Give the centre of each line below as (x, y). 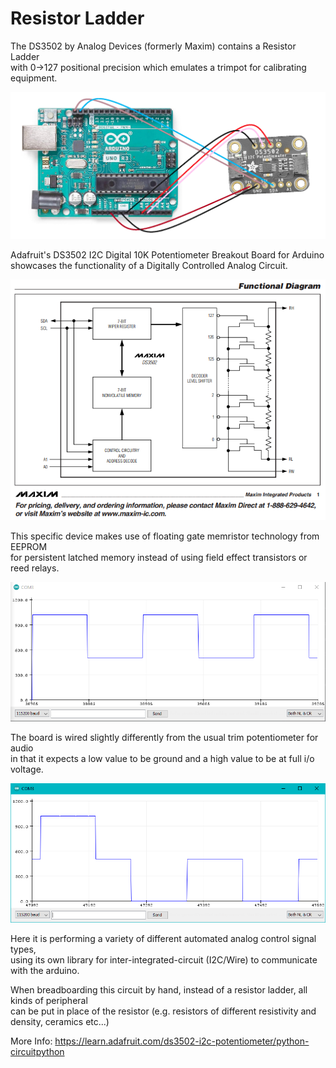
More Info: (31, 1041)
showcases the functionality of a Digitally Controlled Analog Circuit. (149, 265)
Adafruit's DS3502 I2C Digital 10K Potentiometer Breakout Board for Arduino (167, 254)
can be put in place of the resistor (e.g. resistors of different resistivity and (163, 1011)
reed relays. (35, 568)
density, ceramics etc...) (60, 1022)
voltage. (27, 769)
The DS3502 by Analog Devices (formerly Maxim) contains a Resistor (153, 46)
